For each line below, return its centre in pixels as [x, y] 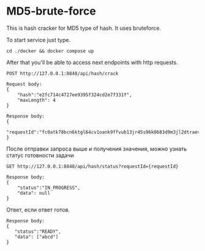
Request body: [24, 84]
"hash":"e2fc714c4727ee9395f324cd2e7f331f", [75, 95]
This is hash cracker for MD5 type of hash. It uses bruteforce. [84, 28]
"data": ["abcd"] [37, 237]
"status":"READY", [38, 232]
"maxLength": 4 [37, 100]
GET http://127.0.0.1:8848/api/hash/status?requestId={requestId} [92, 166]
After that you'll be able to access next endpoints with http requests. [92, 62]
